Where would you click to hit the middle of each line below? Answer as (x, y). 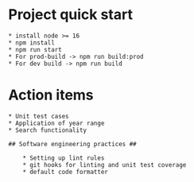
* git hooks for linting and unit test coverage (105, 165)
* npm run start (35, 49)
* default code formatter (66, 172)
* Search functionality (48, 130)
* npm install (32, 43)
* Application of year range (56, 123)
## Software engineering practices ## (72, 144)
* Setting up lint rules (64, 158)
